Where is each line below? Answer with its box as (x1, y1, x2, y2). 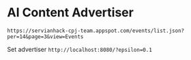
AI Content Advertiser (7, 5, 134, 20)
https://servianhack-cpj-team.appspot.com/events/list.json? (7, 27, 185, 34)
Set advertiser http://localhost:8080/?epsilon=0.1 (7, 45, 152, 53)
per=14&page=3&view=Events (7, 33, 84, 40)
